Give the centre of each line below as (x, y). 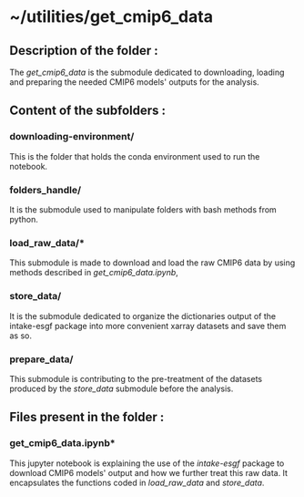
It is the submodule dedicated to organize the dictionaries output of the (143, 316)
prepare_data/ (41, 359)
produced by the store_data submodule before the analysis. (122, 388)
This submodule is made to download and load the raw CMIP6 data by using (152, 263)
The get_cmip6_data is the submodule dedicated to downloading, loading (147, 72)
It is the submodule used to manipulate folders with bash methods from (143, 209)
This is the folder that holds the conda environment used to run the (135, 156)
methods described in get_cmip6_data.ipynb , (94, 273)
